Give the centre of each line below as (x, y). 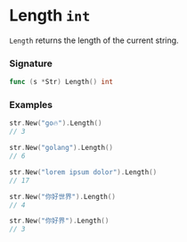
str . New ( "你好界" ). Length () (59, 221)
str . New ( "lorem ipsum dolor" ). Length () (83, 172)
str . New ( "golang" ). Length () (61, 148)
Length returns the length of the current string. (94, 40)
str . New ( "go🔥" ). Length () (56, 123)
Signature (31, 63)
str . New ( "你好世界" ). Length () (62, 196)
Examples (31, 105)
